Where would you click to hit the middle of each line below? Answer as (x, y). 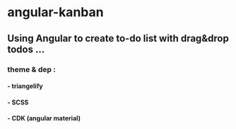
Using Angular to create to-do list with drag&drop (118, 38)
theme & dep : (32, 69)
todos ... (26, 49)
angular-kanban (55, 12)
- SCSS (18, 102)
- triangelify (25, 86)
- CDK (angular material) (44, 118)
